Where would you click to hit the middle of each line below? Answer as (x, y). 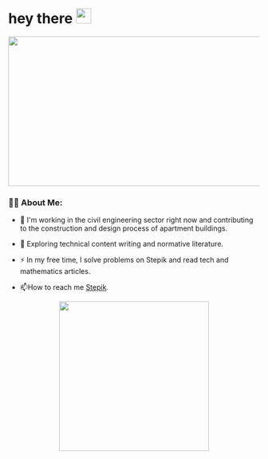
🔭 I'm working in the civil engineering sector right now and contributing (136, 220)
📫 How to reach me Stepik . (64, 287)
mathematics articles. (55, 271)
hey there (41, 19)
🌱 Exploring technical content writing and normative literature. (122, 244)
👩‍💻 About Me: (35, 202)
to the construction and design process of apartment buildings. (124, 228)
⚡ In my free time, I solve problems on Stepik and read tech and (124, 260)
